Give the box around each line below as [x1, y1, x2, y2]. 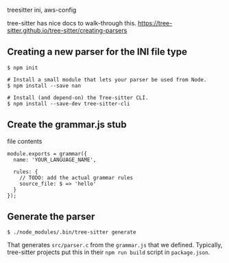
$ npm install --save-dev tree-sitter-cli [7, 100, 130, 107]
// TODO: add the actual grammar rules [19, 174, 134, 181]
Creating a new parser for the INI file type [7, 46, 187, 58]
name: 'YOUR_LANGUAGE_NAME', [13, 156, 97, 163]
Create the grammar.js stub [7, 119, 127, 131]
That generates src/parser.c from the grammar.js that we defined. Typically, [7, 241, 223, 249]
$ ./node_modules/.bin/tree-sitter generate [7, 229, 136, 236]
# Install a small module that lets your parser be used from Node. [7, 76, 207, 83]
